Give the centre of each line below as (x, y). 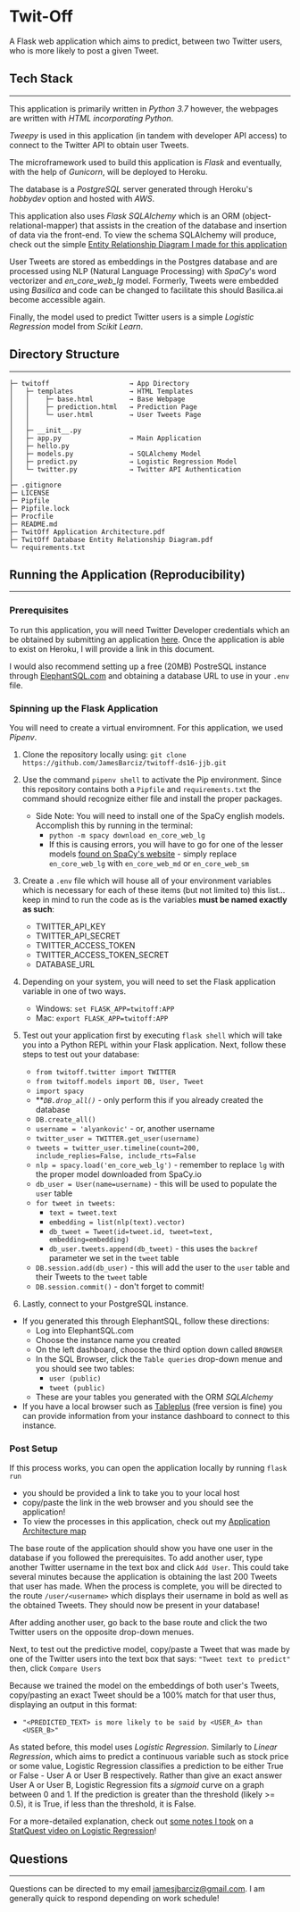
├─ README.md (33, 524)
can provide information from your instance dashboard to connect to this (156, 1415)
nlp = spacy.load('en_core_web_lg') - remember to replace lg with (160, 1165)
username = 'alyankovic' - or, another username (125, 1128)
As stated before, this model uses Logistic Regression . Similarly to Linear (143, 1747)
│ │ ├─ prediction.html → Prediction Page (104, 407)
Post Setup (33, 1449)
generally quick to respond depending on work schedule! (115, 1899)
